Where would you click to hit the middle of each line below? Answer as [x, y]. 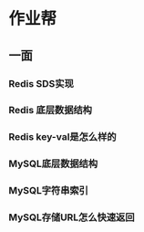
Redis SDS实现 [41, 83]
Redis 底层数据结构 [51, 111]
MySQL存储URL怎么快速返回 [72, 217]
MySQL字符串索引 [48, 191]
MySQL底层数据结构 [53, 163]
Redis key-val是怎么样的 [62, 137]
